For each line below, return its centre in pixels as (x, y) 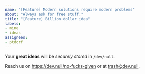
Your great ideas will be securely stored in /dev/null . (60, 56)
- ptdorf (14, 42)
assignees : (16, 38)
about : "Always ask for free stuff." (44, 14)
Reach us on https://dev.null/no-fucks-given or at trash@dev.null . (73, 66)
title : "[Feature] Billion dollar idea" (48, 19)
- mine (12, 28)
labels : (13, 24)
